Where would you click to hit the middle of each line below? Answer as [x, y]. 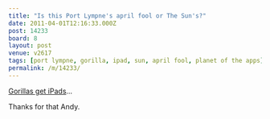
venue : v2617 [30, 53]
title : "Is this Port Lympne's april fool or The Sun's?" [107, 16]
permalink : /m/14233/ [45, 68]
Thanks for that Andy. [44, 106]
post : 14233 [28, 31]
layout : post [30, 46]
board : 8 [23, 38]
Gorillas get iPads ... [41, 91]
